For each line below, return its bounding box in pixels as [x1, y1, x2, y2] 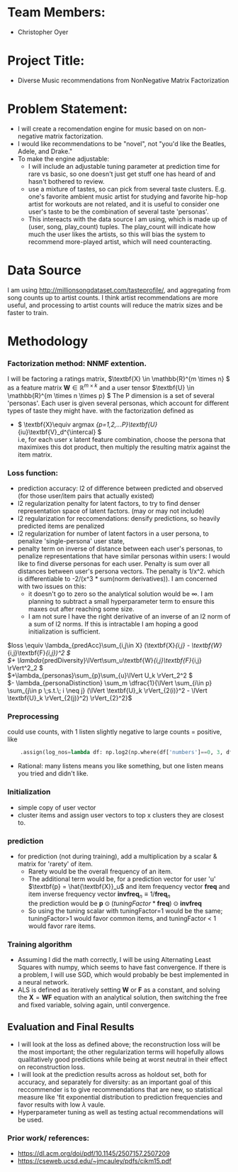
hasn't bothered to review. [28, 177, 105, 185]
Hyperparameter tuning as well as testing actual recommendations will [17, 1107, 224, 1116]
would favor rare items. [28, 922, 96, 930]
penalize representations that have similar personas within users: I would [17, 552, 230, 560]
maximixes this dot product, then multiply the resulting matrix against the [17, 443, 231, 451]
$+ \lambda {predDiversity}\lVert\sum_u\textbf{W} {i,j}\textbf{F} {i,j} [7, 656, 202, 665]
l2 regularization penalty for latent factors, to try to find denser [17, 499, 200, 508]
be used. [17, 1115, 44, 1124]
